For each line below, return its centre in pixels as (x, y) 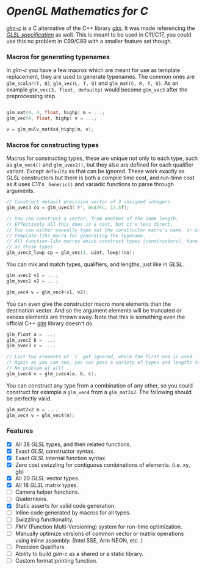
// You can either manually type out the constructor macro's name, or (99, 230)
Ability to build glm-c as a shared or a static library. (79, 554)
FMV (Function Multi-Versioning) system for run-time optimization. (99, 527)
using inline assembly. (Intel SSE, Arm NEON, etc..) (79, 540)
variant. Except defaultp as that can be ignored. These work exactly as (95, 171)
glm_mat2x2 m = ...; (33, 409)
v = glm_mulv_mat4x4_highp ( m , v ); (50, 129)
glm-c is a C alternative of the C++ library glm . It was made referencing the (101, 28)
